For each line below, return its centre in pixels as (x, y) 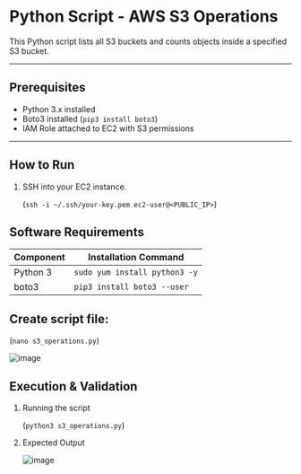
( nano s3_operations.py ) (55, 341)
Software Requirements (77, 232)
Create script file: (59, 319)
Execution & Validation (73, 386)
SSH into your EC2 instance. (74, 187)
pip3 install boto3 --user (132, 287)
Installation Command (136, 258)
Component (39, 258)
